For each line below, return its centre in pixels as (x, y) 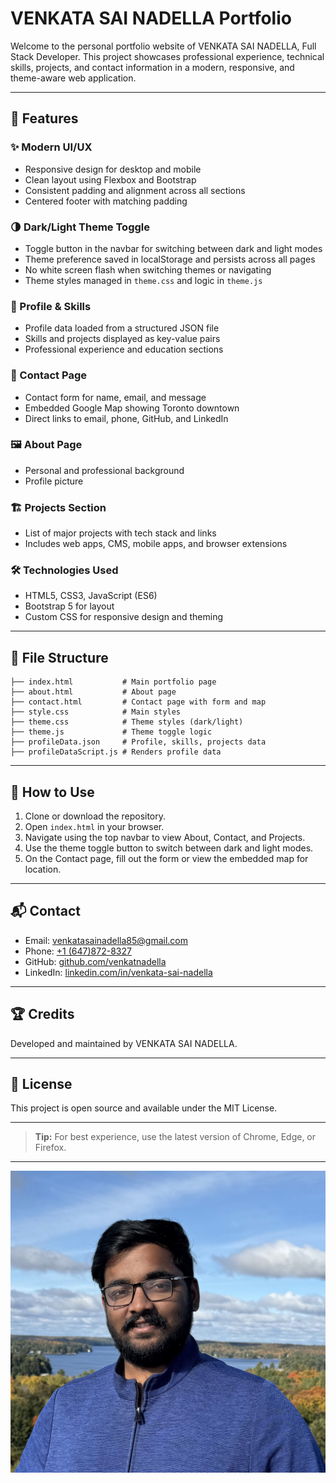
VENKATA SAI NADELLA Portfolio (151, 18)
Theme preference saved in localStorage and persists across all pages (170, 259)
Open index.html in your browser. (94, 827)
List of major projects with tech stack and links (120, 533)
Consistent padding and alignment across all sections (135, 190)
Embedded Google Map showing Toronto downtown (132, 408)
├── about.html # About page (93, 692)
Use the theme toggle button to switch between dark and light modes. (169, 848)
